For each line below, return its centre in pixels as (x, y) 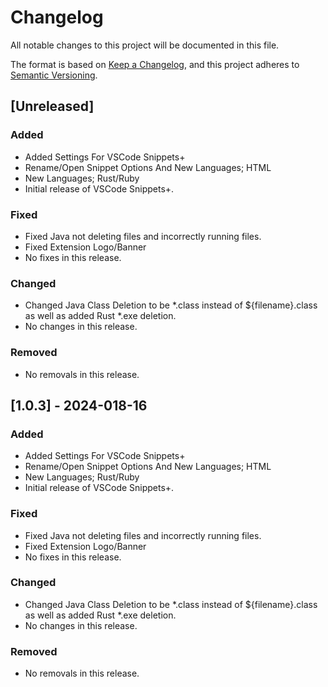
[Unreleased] (52, 106)
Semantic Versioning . (54, 75)
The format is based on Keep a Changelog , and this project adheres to (155, 64)
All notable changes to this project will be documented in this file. (145, 45)
